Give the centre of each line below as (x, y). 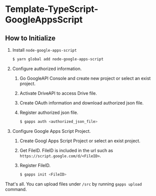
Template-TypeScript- (52, 9)
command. (16, 189)
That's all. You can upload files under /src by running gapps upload (74, 184)
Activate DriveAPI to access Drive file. (58, 93)
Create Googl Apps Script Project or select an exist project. (80, 141)
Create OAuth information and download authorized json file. (81, 102)
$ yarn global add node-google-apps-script (58, 59)
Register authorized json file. (49, 112)
